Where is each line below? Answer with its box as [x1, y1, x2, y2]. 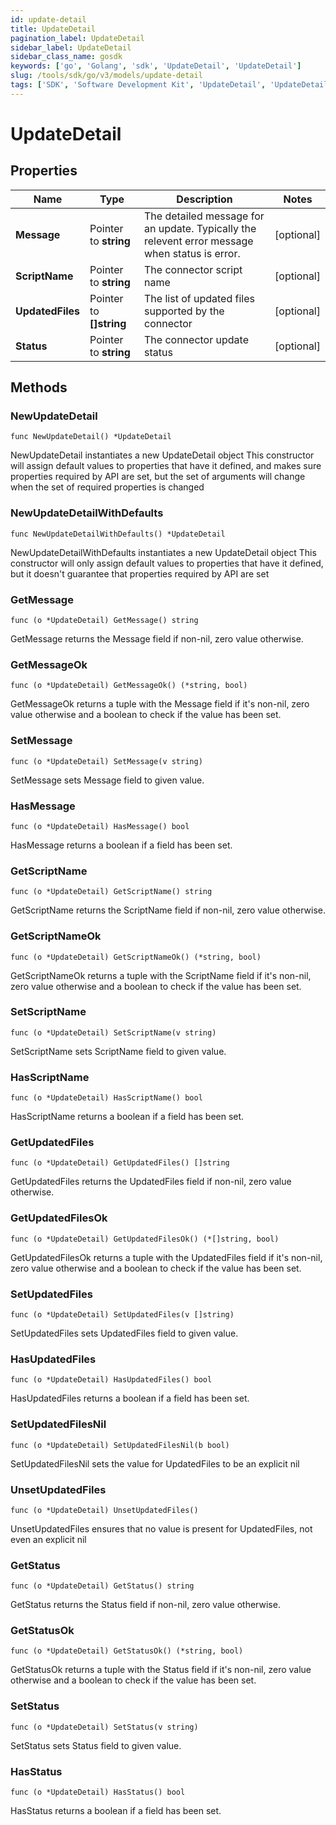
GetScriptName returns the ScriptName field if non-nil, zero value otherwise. [10, 904, 326, 916]
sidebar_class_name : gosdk [10, 52, 123, 62]
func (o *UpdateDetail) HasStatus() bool [10, 1787, 186, 1798]
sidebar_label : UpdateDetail [10, 42, 132, 53]
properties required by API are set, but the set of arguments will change [10, 471, 306, 483]
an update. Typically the [144, 221, 257, 235]
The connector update [144, 332, 249, 346]
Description [176, 192, 233, 206]
